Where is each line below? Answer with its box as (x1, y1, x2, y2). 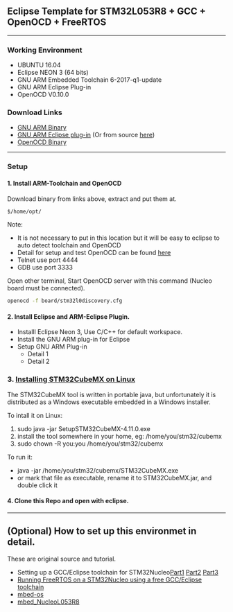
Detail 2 (27, 357, 50, 366)
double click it (17, 481, 58, 489)
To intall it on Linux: (7, 411, 63, 419)
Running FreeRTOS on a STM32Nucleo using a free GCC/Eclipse (17, 575, 202, 584)
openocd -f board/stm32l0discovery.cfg (7, 297, 123, 304)
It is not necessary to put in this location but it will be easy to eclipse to (17, 234, 220, 242)
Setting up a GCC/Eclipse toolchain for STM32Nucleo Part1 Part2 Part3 (17, 568, 218, 576)
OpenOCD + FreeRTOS (7, 17, 107, 28)
